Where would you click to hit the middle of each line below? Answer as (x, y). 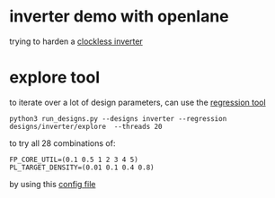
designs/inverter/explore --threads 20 (86, 126)
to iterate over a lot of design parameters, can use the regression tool (138, 102)
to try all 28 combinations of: (62, 143)
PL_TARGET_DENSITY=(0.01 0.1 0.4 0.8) (82, 168)
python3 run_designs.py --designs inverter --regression (118, 118)
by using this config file (53, 184)
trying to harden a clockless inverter (76, 41)
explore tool (55, 77)
